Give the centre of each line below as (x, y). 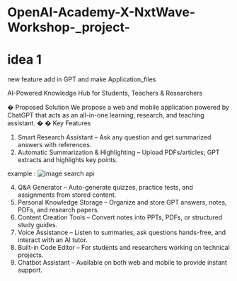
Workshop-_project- (69, 27)
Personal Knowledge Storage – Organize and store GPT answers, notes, (122, 202)
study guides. (37, 225)
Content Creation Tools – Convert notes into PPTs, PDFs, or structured (120, 217)
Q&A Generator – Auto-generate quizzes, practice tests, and (105, 188)
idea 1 (25, 60)
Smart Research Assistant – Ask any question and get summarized (114, 137)
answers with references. (54, 145)
